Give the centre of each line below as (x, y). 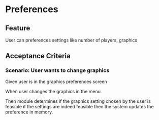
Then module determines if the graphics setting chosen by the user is (78, 101)
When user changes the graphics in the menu (53, 91)
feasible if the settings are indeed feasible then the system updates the (80, 106)
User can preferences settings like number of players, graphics (71, 40)
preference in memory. (29, 112)
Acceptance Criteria (38, 56)
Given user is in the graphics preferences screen (56, 82)
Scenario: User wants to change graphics (57, 70)
